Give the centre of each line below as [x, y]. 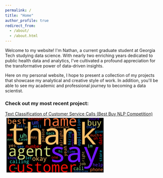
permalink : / [18, 10]
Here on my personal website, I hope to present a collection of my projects [80, 75]
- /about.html [24, 36]
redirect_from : [20, 26]
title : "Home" [19, 15]
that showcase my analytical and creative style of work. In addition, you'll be [81, 80]
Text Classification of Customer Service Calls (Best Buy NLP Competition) [79, 114]
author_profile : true [27, 20]
